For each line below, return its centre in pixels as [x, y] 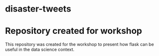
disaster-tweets [38, 9]
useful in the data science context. [40, 50]
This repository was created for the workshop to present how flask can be [79, 44]
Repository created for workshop [74, 31]
